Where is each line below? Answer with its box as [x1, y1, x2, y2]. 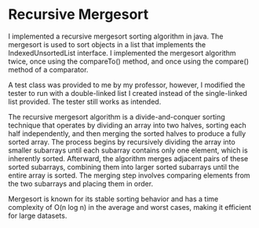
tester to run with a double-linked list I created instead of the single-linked [8, 88, 247, 97]
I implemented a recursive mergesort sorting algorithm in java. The [8, 31, 224, 41]
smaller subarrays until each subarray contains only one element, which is [8, 145, 249, 155]
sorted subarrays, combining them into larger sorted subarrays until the [8, 162, 239, 171]
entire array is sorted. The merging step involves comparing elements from [8, 171, 250, 180]
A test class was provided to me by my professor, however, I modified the [8, 80, 246, 90]
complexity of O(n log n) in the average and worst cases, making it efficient [8, 202, 252, 211]
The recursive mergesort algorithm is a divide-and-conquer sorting [8, 112, 225, 121]
